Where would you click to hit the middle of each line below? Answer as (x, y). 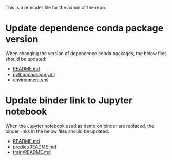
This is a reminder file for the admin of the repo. (56, 7)
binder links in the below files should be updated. (57, 131)
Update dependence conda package (84, 28)
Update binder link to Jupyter (69, 101)
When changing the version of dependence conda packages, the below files (86, 53)
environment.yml (31, 80)
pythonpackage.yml (34, 74)
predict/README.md (34, 147)
